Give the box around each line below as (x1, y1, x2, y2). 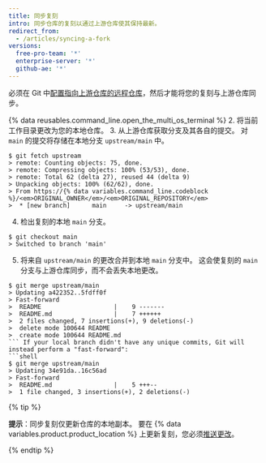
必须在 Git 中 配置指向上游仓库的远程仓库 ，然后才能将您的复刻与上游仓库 (8, 88, 250, 97)
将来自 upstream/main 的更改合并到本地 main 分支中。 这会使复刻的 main (19, 255, 258, 264)
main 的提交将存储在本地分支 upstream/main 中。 (8, 135, 169, 145)
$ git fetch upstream (8, 152, 82, 160)
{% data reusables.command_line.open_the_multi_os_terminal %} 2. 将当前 (8, 115, 259, 125)
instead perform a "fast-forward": (8, 345, 129, 354)
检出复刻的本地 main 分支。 (19, 216, 111, 226)
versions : (8, 42, 42, 50)
